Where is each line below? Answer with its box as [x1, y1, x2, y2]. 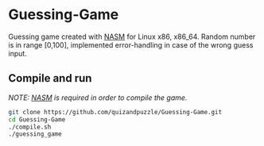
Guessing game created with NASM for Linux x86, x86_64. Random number [8, 32, 256, 41]
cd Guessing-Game [8, 115, 66, 124]
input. [8, 48, 28, 58]
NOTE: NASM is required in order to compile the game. [8, 93, 188, 102]
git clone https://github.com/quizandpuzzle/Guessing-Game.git [8, 108, 223, 116]
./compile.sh [8, 123, 52, 131]
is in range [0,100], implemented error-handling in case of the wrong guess [8, 40, 254, 49]
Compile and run [8, 71, 92, 85]
